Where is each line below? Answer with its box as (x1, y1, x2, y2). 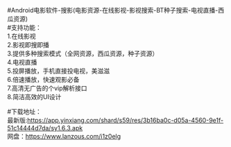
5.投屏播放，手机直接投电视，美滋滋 (7, 67, 110, 75)
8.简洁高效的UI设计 (7, 93, 62, 101)
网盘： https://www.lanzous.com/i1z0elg (7, 132, 121, 140)
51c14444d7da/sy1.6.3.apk (7, 124, 83, 132)
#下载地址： (7, 107, 42, 116)
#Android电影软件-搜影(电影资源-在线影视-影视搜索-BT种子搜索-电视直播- (7, 6, 219, 14)
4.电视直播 (7, 58, 37, 66)
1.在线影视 (7, 32, 36, 40)
